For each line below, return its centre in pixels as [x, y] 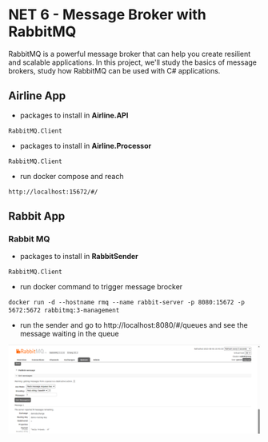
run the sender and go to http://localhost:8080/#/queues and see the [134, 325]
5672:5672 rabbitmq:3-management [64, 311]
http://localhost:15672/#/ [53, 192]
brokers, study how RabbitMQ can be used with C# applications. [114, 70]
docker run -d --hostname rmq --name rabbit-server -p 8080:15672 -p [127, 303]
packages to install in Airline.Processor [86, 145]
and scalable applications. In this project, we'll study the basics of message [133, 62]
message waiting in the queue [70, 334]
